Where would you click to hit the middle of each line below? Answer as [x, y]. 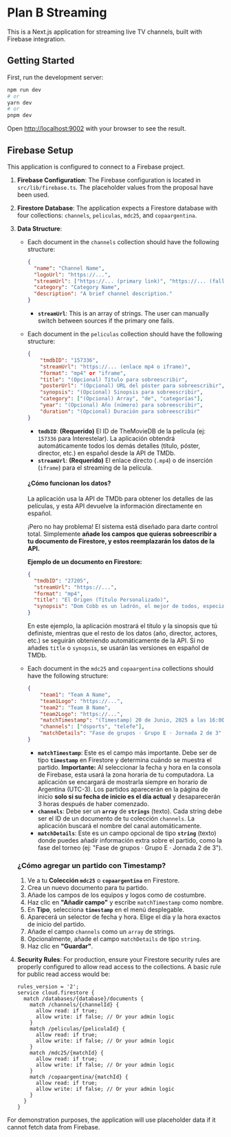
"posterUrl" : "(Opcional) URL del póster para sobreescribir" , [132, 386]
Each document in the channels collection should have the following [123, 241]
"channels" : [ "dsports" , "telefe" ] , [92, 727]
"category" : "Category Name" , [77, 288]
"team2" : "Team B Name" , [76, 707]
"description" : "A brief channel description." [103, 294]
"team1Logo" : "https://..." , [82, 701]
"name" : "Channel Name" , [69, 268]
